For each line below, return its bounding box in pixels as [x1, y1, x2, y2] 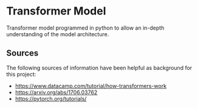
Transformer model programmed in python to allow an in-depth [6, 24, 165, 31]
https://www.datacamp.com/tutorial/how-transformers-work [15, 82, 167, 89]
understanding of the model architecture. [6, 30, 109, 37]
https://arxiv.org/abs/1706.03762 [15, 89, 98, 96]
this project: [6, 71, 36, 78]
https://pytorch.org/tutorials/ [15, 95, 87, 102]
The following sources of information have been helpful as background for [6, 64, 193, 71]
